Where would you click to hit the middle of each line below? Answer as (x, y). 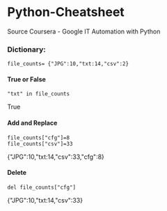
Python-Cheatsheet (66, 12)
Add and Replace (32, 123)
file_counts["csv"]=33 (40, 143)
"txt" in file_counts (39, 94)
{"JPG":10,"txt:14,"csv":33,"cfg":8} (56, 157)
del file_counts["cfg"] (42, 187)
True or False (27, 79)
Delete (17, 173)
